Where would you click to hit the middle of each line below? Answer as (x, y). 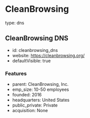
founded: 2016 (27, 95)
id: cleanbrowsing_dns (35, 50)
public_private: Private (35, 105)
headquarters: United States (41, 100)
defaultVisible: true (31, 61)
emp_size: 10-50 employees (41, 89)
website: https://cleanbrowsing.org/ (48, 55)
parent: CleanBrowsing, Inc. (40, 84)
